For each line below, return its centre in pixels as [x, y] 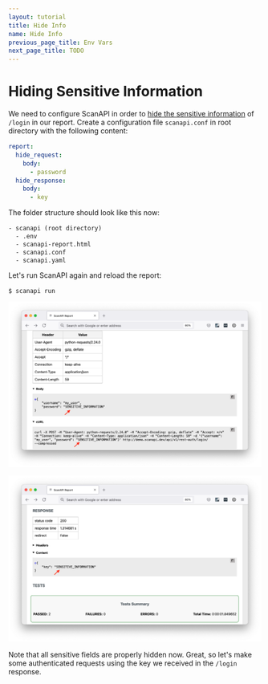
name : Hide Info [35, 34]
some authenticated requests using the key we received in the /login [123, 663]
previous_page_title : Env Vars [61, 43]
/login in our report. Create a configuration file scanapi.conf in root [120, 122]
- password [48, 172]
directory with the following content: [68, 131]
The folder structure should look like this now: [84, 213]
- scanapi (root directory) [55, 229]
